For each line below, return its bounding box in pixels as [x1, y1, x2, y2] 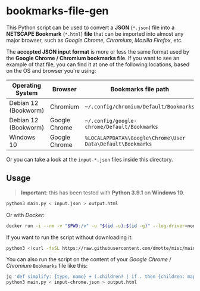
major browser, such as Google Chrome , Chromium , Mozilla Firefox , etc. [6, 36, 183, 44]
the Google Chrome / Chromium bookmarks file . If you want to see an [6, 54, 180, 61]
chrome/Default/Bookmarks [85, 123, 158, 130]
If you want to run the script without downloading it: [6, 234, 133, 241]
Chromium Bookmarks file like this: [6, 262, 88, 270]
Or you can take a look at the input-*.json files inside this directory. [6, 156, 174, 163]
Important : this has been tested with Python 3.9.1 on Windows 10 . [20, 189, 185, 196]
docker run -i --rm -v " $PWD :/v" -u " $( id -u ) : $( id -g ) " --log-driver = [6, 222, 188, 229]
